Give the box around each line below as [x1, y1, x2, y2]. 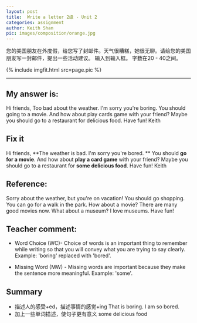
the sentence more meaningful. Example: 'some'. [14, 270, 133, 277]
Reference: [6, 179, 47, 189]
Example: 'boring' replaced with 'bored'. [14, 252, 111, 259]
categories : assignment [6, 19, 64, 25]
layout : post [6, 8, 38, 15]
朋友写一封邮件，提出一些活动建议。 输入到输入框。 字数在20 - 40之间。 [6, 55, 182, 62]
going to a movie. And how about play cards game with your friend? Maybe [6, 110, 188, 117]
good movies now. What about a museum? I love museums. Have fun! [6, 207, 174, 214]
